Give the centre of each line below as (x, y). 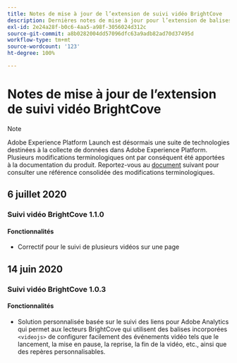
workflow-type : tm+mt (39, 40)
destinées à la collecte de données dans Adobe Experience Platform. (108, 149)
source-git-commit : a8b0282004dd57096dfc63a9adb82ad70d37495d (101, 33)
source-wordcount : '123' (44, 47)
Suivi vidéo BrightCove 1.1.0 (56, 214)
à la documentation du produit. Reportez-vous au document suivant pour (113, 165)
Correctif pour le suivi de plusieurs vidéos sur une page (98, 247)
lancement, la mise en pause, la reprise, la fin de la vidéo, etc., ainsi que (122, 344)
